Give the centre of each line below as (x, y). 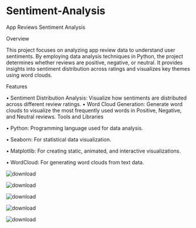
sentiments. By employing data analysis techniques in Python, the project (95, 56)
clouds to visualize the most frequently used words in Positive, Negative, (94, 110)
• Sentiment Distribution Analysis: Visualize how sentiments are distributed (97, 98)
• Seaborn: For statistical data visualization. (59, 139)
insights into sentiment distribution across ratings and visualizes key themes (98, 68)
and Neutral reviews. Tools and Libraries (55, 117)
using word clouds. (29, 75)
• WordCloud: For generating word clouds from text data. (75, 162)
